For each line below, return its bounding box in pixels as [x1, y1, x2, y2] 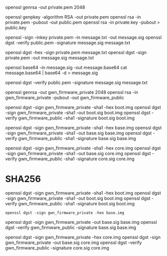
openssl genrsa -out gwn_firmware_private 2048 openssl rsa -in [5, 89, 138, 95]
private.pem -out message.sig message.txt [5, 55, 94, 61]
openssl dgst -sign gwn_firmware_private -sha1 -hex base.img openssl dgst [5, 125, 162, 131]
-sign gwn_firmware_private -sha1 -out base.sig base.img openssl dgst [5, 130, 152, 136]
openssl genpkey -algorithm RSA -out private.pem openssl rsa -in [5, 14, 141, 20]
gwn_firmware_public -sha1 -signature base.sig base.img [18, 136, 136, 141]
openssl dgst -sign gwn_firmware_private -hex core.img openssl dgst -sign [5, 234, 161, 240]
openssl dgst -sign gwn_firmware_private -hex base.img [5, 210, 124, 215]
